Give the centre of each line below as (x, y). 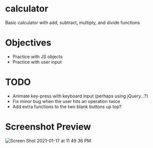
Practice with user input (37, 62)
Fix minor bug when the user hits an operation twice (66, 101)
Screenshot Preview (48, 127)
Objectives (28, 43)
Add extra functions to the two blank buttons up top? (67, 106)
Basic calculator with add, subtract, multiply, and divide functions (73, 22)
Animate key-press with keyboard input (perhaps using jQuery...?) (80, 96)
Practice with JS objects (37, 56)
